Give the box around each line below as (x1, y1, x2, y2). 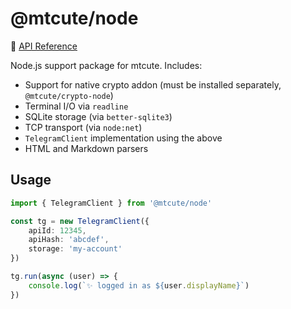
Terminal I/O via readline (24, 100, 129, 112)
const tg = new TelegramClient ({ (10, 216, 150, 226)
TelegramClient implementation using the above (24, 132, 223, 144)
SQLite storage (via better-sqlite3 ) (24, 110, 173, 122)
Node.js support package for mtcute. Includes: (10, 59, 203, 71)
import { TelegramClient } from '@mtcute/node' (10, 198, 213, 208)
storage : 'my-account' (28, 244, 123, 254)
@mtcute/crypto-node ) (24, 89, 114, 101)
